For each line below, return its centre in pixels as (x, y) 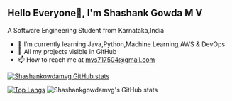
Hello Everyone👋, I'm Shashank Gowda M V (105, 13)
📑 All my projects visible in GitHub (67, 51)
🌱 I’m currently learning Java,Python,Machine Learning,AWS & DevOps (121, 44)
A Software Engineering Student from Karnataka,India (86, 30)
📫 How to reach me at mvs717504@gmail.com (86, 59)
